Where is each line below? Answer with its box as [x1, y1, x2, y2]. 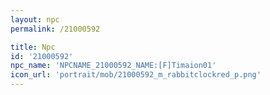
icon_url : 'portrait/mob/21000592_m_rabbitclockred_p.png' [10, 70, 262, 80]
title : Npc [10, 42, 56, 52]
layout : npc [10, 14, 60, 25]
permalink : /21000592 [10, 24, 101, 34]
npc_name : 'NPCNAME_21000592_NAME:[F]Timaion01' [10, 61, 217, 71]
